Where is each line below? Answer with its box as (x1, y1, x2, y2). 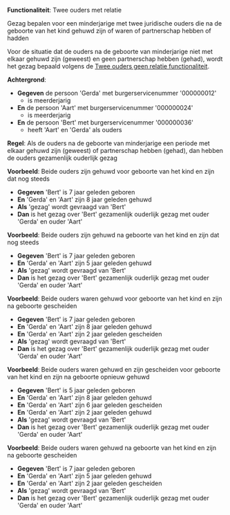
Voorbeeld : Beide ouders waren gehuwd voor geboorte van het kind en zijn (7, 294, 222, 302)
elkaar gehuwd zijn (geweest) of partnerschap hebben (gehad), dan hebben (7, 147, 223, 154)
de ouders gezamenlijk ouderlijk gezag (7, 154, 117, 162)
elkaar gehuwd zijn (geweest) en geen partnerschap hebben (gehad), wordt (7, 55, 223, 63)
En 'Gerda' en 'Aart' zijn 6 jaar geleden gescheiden (17, 401, 162, 409)
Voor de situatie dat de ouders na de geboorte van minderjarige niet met (7, 48, 213, 55)
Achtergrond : (7, 75, 47, 84)
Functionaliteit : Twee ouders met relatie (7, 6, 122, 14)
